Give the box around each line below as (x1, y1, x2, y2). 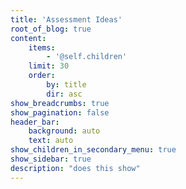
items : (28, 42, 56, 53)
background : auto (28, 126, 101, 136)
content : (10, 33, 47, 43)
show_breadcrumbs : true (10, 98, 110, 108)
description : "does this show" (10, 163, 141, 173)
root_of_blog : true (10, 24, 92, 34)
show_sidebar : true (10, 154, 92, 164)
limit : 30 (28, 61, 70, 71)
